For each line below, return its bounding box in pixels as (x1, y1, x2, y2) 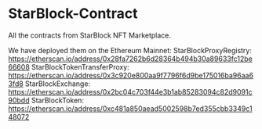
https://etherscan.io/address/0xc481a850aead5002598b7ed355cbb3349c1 (8, 103, 253, 113)
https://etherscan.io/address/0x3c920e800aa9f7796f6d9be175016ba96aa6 (8, 70, 253, 80)
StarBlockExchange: (24, 79, 91, 88)
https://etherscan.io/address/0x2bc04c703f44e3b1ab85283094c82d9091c (8, 87, 253, 96)
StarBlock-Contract (8, 5, 138, 23)
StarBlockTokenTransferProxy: (31, 62, 129, 71)
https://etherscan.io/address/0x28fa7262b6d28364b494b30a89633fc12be (8, 54, 253, 63)
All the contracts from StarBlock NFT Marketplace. (8, 30, 171, 40)
